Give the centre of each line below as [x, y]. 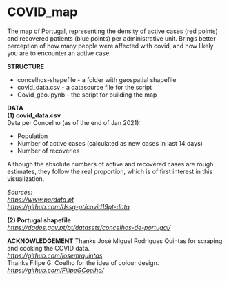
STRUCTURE [26, 66]
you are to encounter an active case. [59, 53]
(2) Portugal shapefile [39, 220]
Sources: [20, 192]
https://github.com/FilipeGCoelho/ [56, 270]
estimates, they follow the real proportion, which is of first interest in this [110, 171]
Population [32, 136]
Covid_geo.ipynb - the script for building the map [87, 95]
